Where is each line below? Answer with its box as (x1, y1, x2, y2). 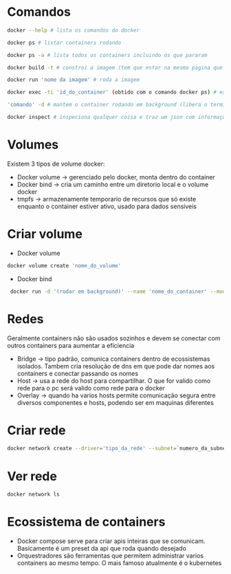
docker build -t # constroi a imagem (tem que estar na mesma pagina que (7, 64, 223, 71)
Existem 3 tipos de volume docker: (7, 159, 105, 168)
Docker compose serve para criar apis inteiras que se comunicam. (16, 537, 206, 545)
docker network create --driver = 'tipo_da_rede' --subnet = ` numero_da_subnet (7, 445, 229, 452)
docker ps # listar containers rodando (7, 39, 122, 46)
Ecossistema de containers (7, 514, 166, 530)
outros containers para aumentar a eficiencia (7, 341, 135, 349)
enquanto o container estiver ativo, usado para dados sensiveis (16, 202, 197, 210)
